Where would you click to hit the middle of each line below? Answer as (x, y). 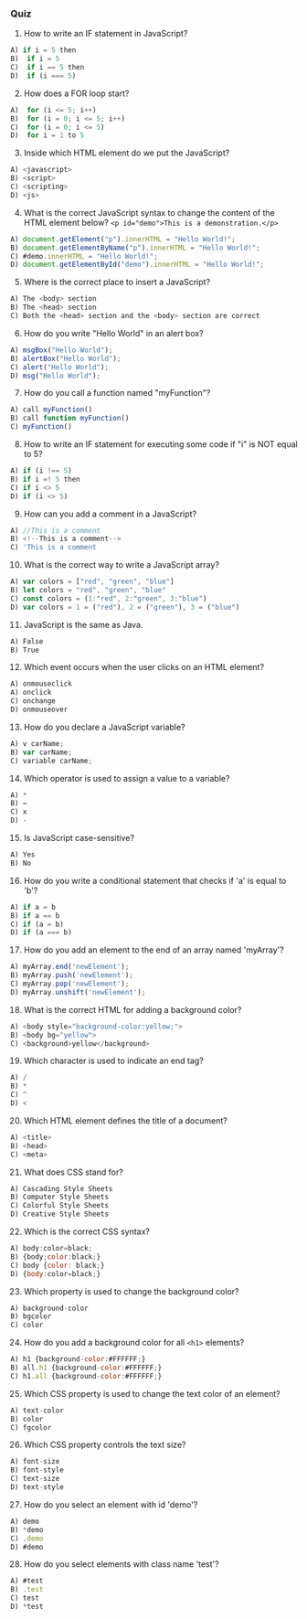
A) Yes (23, 855)
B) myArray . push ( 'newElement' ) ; (72, 975)
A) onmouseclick (41, 684)
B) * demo (27, 1529)
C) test (25, 1598)
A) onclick (31, 693)
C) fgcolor (31, 1427)
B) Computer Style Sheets (59, 1197)
